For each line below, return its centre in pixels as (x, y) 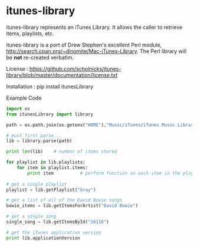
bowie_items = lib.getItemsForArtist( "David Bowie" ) (72, 206)
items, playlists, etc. (30, 33)
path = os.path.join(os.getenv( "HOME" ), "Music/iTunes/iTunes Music (91, 125)
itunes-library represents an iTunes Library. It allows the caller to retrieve (94, 27)
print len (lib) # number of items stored (62, 152)
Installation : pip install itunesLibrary (50, 86)
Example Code (24, 98)
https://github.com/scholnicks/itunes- (75, 68)
